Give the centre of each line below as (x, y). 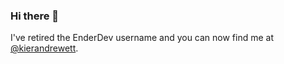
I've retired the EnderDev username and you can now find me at (142, 38)
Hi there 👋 (35, 16)
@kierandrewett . (44, 48)
